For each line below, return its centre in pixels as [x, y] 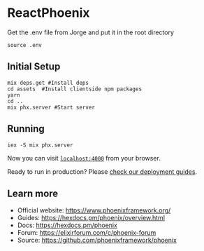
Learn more [33, 193]
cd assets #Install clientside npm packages [74, 89]
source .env [24, 45]
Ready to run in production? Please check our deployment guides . [102, 171]
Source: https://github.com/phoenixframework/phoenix [97, 240]
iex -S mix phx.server [40, 145]
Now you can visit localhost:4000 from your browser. [84, 158]
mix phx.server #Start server [51, 107]
